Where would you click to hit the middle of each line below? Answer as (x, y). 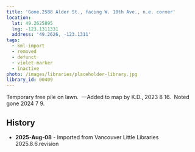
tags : (13, 40)
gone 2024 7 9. (26, 103)
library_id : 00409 (30, 80)
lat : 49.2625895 (32, 23)
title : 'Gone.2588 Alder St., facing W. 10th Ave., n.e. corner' (91, 12)
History (21, 123)
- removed (24, 52)
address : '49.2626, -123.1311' (51, 35)
